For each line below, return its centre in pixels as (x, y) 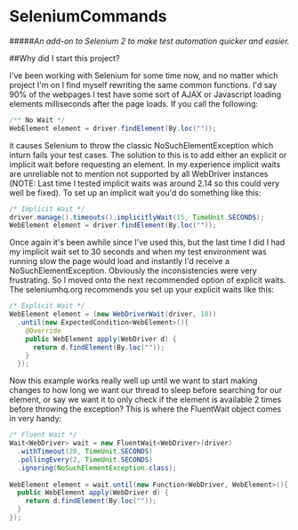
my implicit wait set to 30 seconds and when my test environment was (138, 252)
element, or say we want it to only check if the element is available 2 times (145, 400)
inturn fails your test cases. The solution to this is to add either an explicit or (148, 155)
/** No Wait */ (37, 120)
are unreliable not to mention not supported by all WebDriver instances (139, 173)
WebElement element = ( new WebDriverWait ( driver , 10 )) (113, 314)
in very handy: (36, 419)
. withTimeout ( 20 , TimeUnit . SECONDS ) (85, 452)
